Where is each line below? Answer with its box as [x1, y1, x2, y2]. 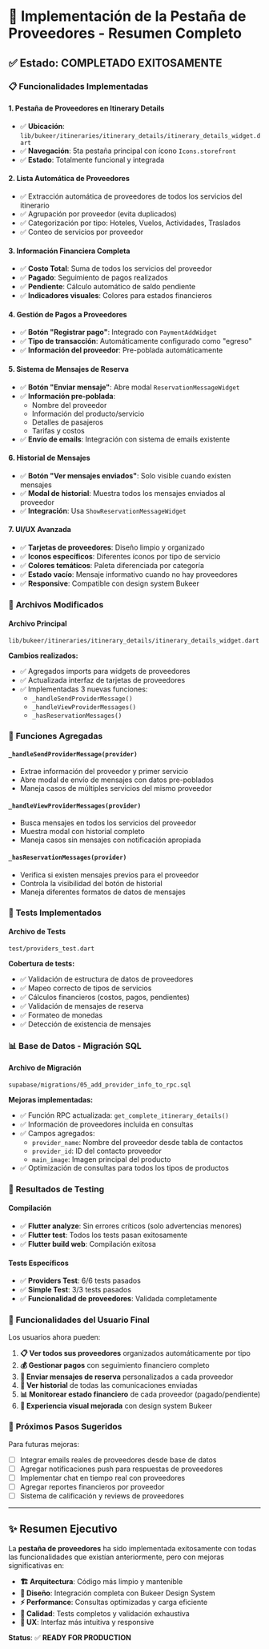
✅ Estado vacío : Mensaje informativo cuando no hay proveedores [19, 569, 238, 579]
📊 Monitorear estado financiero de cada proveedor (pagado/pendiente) [19, 1389, 261, 1399]
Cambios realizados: [8, 651, 78, 660]
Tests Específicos [8, 1258, 70, 1268]
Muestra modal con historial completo [19, 827, 146, 837]
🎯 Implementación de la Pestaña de [8, 7, 247, 26]
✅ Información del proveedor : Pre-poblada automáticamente [19, 345, 223, 355]
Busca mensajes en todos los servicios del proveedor [19, 818, 197, 828]
